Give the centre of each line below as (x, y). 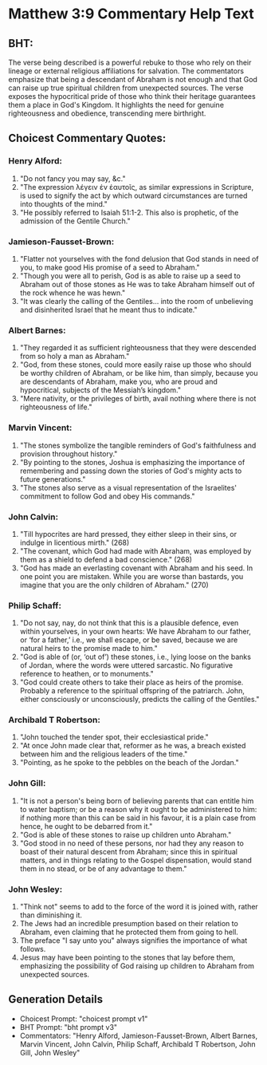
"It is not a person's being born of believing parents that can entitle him (137, 801)
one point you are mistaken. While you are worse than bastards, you (132, 576)
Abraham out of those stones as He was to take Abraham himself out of (137, 284)
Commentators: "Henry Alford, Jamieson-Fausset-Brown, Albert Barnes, (138, 1035)
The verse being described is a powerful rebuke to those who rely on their (130, 62)
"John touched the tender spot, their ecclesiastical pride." (114, 737)
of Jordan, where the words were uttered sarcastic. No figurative (126, 665)
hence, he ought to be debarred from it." (86, 826)
